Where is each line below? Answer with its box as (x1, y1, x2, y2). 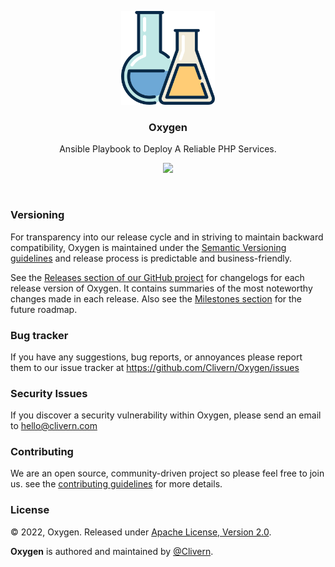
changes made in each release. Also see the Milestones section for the (10, 292, 303, 305)
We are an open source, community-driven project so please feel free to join (10, 467, 325, 480)
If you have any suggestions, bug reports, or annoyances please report (10, 351, 303, 363)
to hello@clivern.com (10, 420, 98, 432)
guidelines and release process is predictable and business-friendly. (10, 252, 292, 264)
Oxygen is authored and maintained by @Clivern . (10, 545, 214, 557)
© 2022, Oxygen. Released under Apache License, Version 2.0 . (10, 526, 272, 538)
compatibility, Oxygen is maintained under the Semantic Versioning (10, 241, 287, 253)
